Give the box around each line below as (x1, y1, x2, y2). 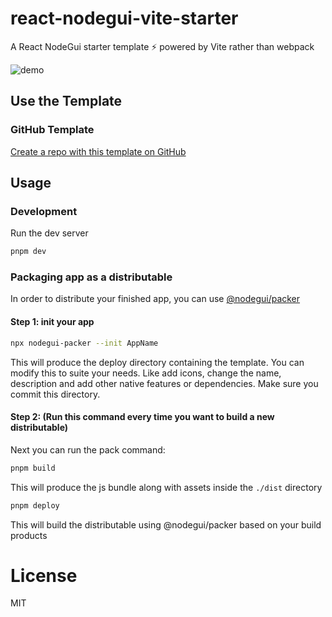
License (10, 564, 78, 587)
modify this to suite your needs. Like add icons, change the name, (10, 367, 282, 379)
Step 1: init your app (10, 316, 95, 328)
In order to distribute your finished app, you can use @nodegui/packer (10, 293, 301, 305)
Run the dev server (10, 227, 89, 239)
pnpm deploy (10, 500, 60, 511)
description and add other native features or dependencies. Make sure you (10, 377, 319, 389)
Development (10, 204, 78, 218)
